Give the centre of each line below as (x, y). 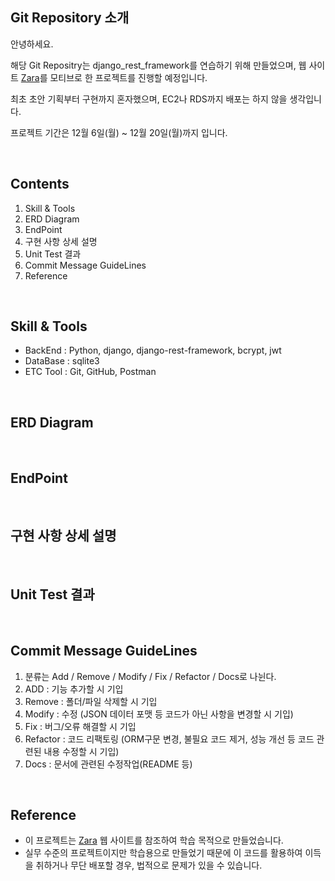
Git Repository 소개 (70, 18)
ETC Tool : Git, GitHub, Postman (90, 372)
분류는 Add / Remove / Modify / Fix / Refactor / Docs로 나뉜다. (150, 676)
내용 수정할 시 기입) (81, 751)
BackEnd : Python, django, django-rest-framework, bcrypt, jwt (153, 350)
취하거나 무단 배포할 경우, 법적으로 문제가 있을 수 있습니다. (149, 865)
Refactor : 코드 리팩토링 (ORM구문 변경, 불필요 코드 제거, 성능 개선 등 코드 (169, 739)
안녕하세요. (32, 44)
